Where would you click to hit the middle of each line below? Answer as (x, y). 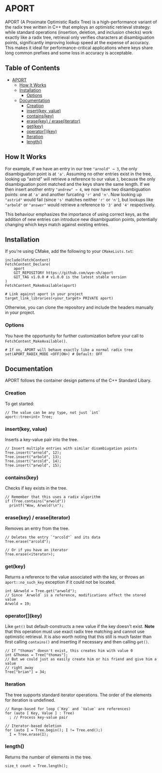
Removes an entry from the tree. (37, 528)
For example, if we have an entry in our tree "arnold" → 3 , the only (71, 168)
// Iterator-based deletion (33, 726)
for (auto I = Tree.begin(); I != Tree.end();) (54, 730)
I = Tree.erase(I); (29, 734)
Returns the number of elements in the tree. (48, 757)
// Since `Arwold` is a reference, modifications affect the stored (75, 595)
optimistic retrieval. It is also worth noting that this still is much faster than (78, 637)
